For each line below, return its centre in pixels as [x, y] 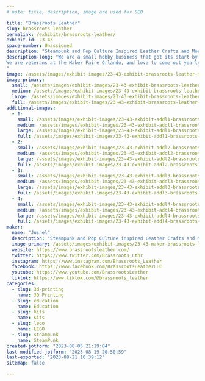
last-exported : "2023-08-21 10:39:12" [56, 357]
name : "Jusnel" [31, 233]
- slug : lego [28, 324]
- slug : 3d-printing [38, 289]
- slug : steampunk [35, 335]
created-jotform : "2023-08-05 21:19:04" [59, 346]
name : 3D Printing [41, 295]
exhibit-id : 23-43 [30, 40]
